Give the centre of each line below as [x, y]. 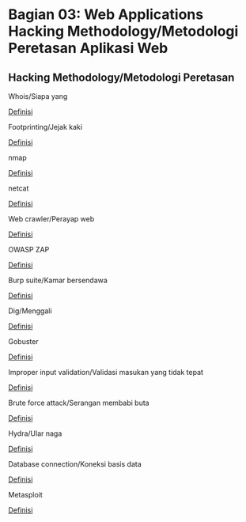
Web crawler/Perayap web [51, 219]
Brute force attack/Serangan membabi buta [79, 403]
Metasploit [26, 495]
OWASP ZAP [29, 250]
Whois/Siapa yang [38, 96]
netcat [19, 188]
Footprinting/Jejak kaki [45, 127]
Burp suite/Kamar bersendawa [58, 280]
